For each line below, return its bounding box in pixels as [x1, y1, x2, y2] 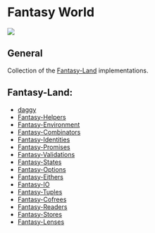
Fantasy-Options [17, 165, 66, 173]
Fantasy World [7, 4, 95, 20]
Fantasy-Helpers [17, 113, 66, 121]
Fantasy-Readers [17, 202, 68, 211]
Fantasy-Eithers [17, 172, 63, 181]
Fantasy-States [17, 158, 62, 166]
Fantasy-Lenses [17, 218, 65, 226]
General [7, 47, 44, 60]
